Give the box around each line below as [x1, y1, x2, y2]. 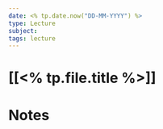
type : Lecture [8, 19, 56, 27]
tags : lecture [8, 34, 56, 43]
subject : [8, 27, 38, 35]
